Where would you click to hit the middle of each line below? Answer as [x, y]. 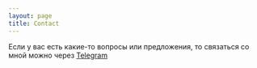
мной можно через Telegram [58, 55]
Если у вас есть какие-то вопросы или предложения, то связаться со [129, 46]
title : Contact [34, 23]
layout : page [30, 16]
